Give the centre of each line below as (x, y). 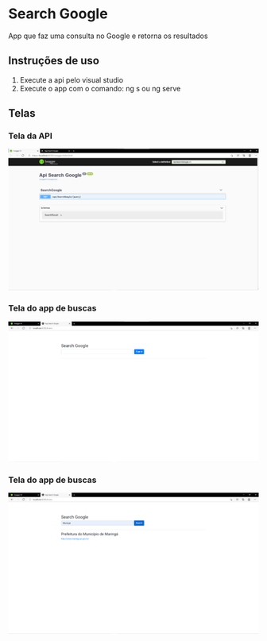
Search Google (58, 14)
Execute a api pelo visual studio (72, 79)
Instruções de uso (54, 61)
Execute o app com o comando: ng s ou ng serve (100, 88)
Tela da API (31, 136)
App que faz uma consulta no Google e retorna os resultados (108, 36)
